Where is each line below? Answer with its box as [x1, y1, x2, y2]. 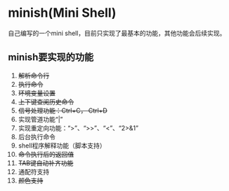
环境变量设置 [18, 89, 55, 97]
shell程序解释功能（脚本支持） [18, 141, 106, 150]
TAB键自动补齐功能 [18, 159, 74, 167]
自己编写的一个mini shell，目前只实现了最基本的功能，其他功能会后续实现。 [8, 29, 226, 37]
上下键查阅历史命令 [18, 97, 74, 106]
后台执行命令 [18, 132, 55, 141]
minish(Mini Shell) [8, 5, 117, 21]
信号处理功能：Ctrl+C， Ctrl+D [18, 106, 107, 115]
